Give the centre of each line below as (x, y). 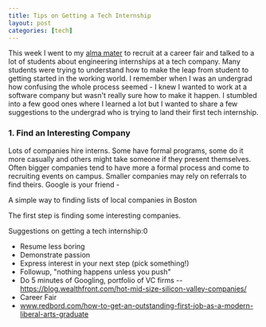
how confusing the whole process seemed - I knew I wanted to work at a (128, 87)
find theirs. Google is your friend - (64, 184)
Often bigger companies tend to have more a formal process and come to (129, 167)
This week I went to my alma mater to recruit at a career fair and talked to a (131, 53)
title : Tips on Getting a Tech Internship (80, 16)
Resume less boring (52, 246)
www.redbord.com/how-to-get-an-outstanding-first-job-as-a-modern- (136, 305)
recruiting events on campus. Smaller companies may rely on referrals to (127, 175)
